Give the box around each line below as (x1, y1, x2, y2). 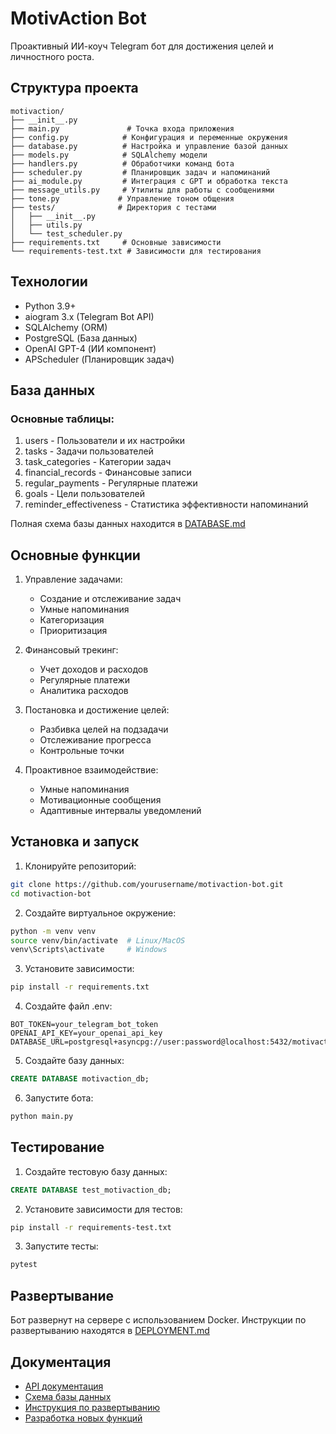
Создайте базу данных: (24, 1055, 125, 1067)
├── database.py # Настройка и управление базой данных (10, 141, 288, 151)
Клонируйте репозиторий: (24, 860, 137, 872)
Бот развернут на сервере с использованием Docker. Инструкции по (10, 1314, 307, 1326)
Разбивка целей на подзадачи (39, 723, 169, 736)
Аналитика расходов (39, 685, 129, 697)
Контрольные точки (39, 745, 125, 757)
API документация (24, 1380, 104, 1392)
